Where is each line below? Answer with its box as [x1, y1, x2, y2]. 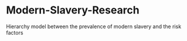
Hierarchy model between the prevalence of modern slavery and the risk [6, 23, 182, 30]
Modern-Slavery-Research [6, 4, 140, 17]
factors [6, 29, 23, 36]
